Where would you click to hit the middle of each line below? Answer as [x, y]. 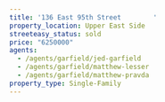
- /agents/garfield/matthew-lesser [83, 67]
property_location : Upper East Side [77, 26]
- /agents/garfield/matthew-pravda [83, 75]
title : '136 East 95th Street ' [83, 17]
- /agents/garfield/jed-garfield [79, 59]
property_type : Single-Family [66, 83]
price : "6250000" [41, 42]
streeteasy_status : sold [55, 34]
